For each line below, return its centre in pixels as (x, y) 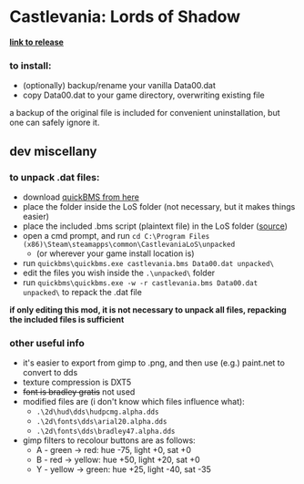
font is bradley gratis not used (79, 392)
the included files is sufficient (67, 319)
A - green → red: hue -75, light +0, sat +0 (113, 450)
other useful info (47, 343)
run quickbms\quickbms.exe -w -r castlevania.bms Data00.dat (140, 282)
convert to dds (50, 373)
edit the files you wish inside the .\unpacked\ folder (119, 273)
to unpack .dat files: (55, 177)
